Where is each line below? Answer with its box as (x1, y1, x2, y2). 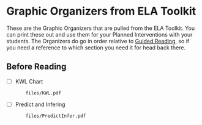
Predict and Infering (15, 101, 65, 108)
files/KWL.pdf (25, 90, 62, 96)
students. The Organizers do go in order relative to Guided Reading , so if (6, 37, 190, 45)
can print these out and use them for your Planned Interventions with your (6, 30, 193, 38)
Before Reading (6, 62, 67, 72)
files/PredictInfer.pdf (25, 113, 86, 119)
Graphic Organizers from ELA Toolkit (6, 4, 196, 18)
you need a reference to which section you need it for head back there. (6, 44, 186, 51)
